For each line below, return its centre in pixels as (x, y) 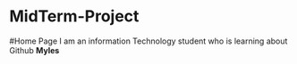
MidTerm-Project (74, 16)
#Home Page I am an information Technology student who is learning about (148, 41)
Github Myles (34, 50)
